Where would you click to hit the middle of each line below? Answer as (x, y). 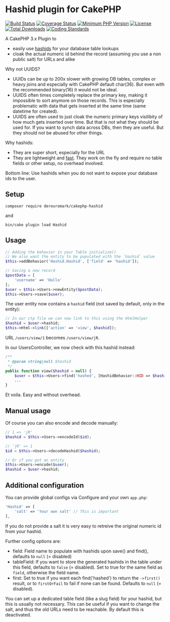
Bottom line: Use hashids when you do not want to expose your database (81, 173)
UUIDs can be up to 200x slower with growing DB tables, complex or (84, 79)
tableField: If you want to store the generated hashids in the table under (87, 562)
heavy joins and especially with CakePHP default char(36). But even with (89, 84)
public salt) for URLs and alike (44, 59)
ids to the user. (21, 178)
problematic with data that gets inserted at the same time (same (79, 106)
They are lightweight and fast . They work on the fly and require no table (87, 158)
